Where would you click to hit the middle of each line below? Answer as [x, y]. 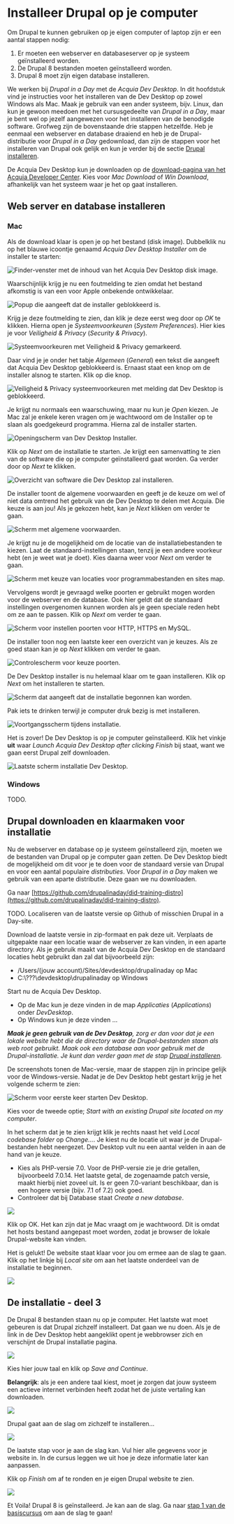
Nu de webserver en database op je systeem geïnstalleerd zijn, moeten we [115, 849]
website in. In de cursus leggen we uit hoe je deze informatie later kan [108, 1458]
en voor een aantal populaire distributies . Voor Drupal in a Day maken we [112, 871]
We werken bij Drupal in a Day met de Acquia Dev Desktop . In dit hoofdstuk [116, 89]
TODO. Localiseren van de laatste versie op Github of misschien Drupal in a [115, 913]
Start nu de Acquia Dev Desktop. [54, 991]
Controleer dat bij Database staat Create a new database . [100, 1197]
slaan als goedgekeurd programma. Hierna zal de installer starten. [102, 424]
